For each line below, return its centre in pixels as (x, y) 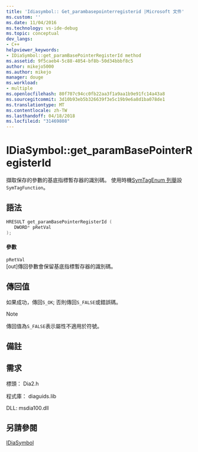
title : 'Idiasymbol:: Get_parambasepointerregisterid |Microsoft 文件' (95, 12)
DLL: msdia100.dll (27, 408)
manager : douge (25, 77)
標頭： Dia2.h (23, 384)
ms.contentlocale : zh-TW (37, 110)
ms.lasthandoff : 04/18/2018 (41, 116)
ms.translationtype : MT (35, 105)
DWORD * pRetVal (33, 227)
